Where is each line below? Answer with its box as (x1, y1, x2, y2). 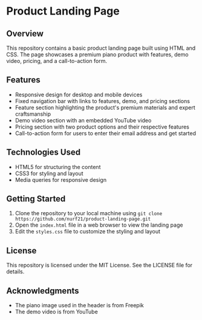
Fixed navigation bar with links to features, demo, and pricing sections (15, 97, 191, 104)
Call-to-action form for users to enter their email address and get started (15, 129, 197, 137)
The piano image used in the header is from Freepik (15, 302, 144, 309)
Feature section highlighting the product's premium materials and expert (15, 104, 195, 111)
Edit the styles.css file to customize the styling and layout (15, 228, 161, 235)
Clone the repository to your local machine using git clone (15, 210, 163, 217)
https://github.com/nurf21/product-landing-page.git (15, 216, 151, 222)
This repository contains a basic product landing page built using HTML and (6, 44, 196, 52)
